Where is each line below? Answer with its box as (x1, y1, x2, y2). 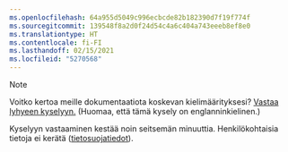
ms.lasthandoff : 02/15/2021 (9, 46, 115, 55)
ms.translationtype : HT (9, 30, 99, 38)
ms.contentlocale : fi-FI (9, 38, 102, 47)
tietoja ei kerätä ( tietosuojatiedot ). (9, 133, 134, 143)
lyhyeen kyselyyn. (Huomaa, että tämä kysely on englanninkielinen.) (9, 106, 261, 116)
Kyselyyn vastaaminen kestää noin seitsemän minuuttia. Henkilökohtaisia (9, 123, 279, 134)
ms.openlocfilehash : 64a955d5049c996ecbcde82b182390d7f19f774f (9, 13, 251, 22)
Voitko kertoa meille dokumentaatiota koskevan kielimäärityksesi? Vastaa (9, 97, 279, 107)
